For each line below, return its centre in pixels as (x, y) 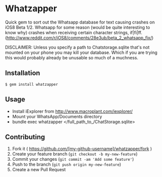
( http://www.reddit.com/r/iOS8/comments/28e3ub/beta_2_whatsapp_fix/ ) (79, 38)
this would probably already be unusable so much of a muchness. (72, 57)
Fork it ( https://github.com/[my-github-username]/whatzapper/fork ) (82, 149)
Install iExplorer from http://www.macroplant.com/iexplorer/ (72, 111)
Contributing (25, 137)
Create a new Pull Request (39, 170)
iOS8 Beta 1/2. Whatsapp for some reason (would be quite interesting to (78, 27)
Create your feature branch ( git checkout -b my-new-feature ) (75, 154)
